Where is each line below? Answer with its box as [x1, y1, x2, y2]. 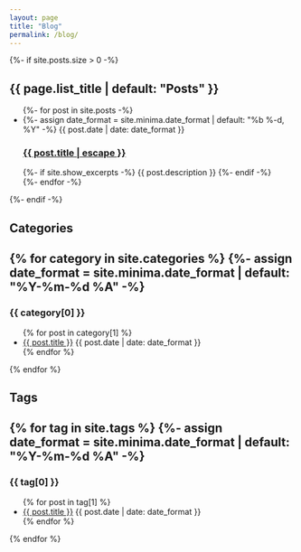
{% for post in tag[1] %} [22, 496, 111, 507]
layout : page [9, 13, 59, 23]
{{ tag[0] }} [9, 476, 60, 489]
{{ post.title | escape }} [22, 146, 127, 159]
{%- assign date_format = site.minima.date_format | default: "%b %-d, [22, 115, 285, 126]
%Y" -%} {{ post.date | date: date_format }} [22, 124, 185, 136]
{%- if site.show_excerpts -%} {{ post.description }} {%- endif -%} [22, 167, 272, 178]
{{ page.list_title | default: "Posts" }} [9, 80, 220, 96]
